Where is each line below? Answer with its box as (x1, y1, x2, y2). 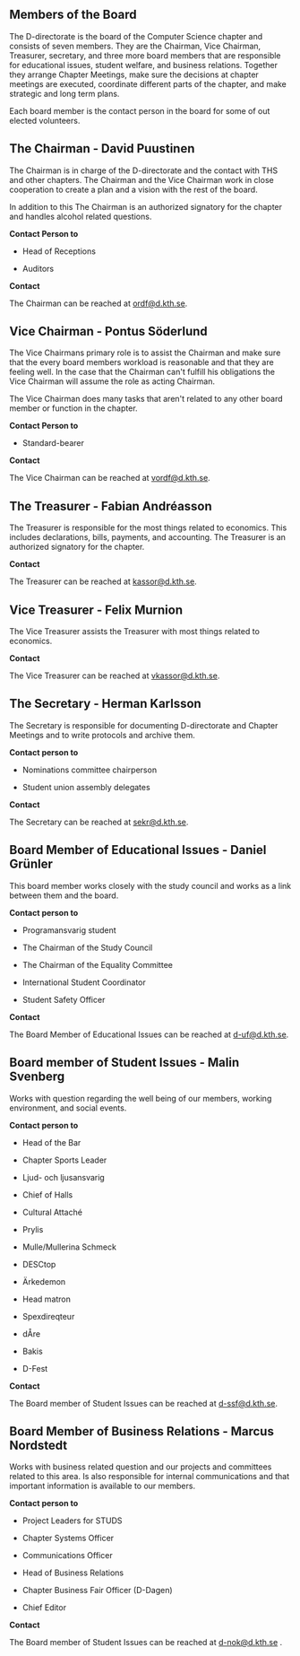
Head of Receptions (21, 246, 97, 257)
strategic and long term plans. (9, 88, 120, 99)
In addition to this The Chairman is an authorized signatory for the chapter (9, 201, 283, 212)
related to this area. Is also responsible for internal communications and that (9, 1471, 290, 1482)
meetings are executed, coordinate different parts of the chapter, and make (9, 78, 287, 89)
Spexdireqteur (21, 1311, 75, 1321)
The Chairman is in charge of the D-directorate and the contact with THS (9, 165, 279, 176)
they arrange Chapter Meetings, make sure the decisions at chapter (9, 69, 260, 80)
